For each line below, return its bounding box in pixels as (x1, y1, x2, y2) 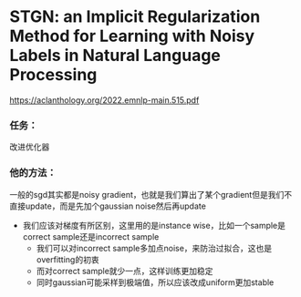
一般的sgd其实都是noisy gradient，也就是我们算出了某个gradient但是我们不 (9, 189, 293, 200)
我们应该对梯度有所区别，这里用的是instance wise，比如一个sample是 (22, 220, 285, 230)
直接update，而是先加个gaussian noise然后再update (9, 200, 207, 211)
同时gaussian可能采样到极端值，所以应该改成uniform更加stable (36, 276, 275, 288)
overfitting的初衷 (36, 253, 99, 265)
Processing (9, 65, 98, 86)
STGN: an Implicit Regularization (9, 6, 261, 27)
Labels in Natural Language (9, 46, 222, 66)
